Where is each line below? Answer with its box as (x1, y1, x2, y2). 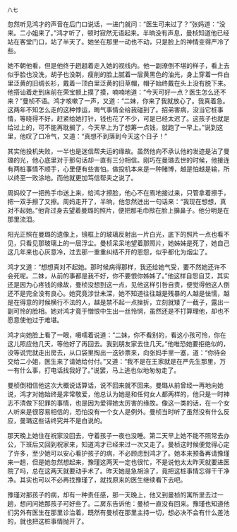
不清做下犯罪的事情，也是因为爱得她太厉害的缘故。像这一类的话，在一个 (13, 398, 224, 407)
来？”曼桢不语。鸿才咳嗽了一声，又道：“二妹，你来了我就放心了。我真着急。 (7, 97, 229, 105)
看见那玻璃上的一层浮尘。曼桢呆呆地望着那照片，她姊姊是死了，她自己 (25, 239, 230, 247)
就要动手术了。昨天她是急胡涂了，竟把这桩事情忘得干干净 (62, 467, 230, 475)
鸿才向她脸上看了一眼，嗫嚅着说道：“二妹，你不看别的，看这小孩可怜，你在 (7, 331, 227, 339)
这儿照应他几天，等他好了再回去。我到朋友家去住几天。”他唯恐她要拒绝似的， (7, 340, 230, 348)
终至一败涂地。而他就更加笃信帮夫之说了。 (13, 174, 138, 182)
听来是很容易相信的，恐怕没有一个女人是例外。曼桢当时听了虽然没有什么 (13, 408, 224, 415)
